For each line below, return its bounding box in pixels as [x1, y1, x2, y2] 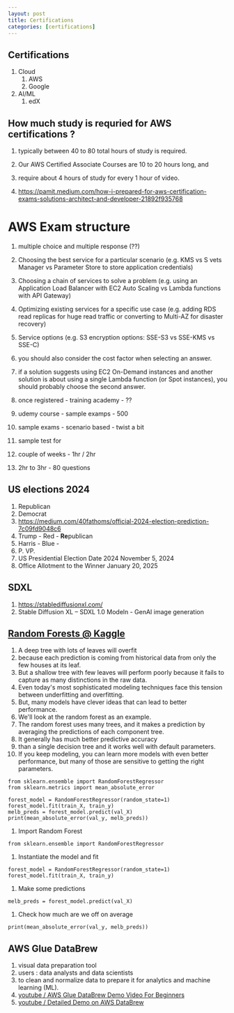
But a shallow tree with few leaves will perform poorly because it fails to [17, 669, 225, 677]
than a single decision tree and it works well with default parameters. [17, 742, 216, 751]
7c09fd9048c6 [17, 524, 61, 533]
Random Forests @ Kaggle [8, 627, 125, 639]
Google [28, 82, 49, 91]
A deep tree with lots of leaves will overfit [17, 646, 137, 655]
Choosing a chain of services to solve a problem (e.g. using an [17, 276, 198, 284]
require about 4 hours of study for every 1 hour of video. [17, 174, 180, 182]
